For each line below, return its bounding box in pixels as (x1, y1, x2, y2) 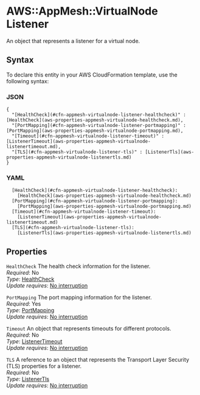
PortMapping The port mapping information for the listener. (6, 294, 152, 301)
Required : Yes (6, 300, 41, 307)
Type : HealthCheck (6, 275, 55, 283)
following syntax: (6, 77, 49, 84)
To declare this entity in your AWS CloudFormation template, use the (6, 71, 178, 78)
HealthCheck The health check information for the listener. (6, 263, 151, 270)
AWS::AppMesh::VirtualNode (6, 4, 158, 18)
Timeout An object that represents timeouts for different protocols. (6, 325, 171, 332)
